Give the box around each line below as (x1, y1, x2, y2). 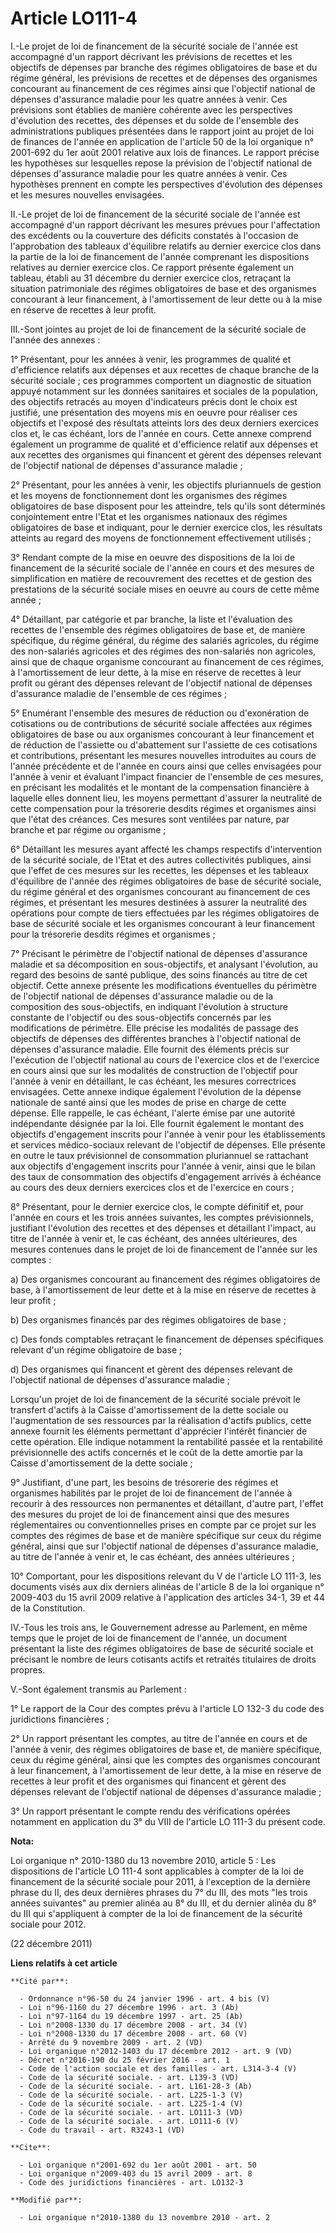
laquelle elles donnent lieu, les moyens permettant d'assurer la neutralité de (10, 792, 323, 804)
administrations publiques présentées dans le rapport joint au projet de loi (10, 125, 315, 137)
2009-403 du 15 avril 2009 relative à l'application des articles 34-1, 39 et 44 (10, 1591, 325, 1603)
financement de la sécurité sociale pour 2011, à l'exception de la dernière (10, 1875, 311, 1887)
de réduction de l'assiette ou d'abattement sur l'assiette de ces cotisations (10, 738, 318, 751)
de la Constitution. (10, 1602, 86, 1614)
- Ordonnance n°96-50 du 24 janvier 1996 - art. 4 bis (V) (19, 1993, 271, 2004)
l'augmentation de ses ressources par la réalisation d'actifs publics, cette (10, 1414, 312, 1426)
